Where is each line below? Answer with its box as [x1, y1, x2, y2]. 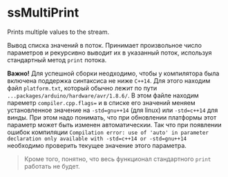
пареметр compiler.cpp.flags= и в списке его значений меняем [7, 98, 196, 106]
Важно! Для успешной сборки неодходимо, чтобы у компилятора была [7, 69, 220, 77]
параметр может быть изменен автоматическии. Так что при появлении [7, 120, 222, 129]
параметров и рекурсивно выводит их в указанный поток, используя [7, 48, 212, 57]
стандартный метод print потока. [7, 55, 107, 64]
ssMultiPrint [7, 5, 79, 21]
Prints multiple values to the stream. [7, 28, 109, 36]
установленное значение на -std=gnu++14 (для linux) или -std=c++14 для [7, 106, 218, 114]
